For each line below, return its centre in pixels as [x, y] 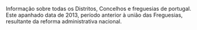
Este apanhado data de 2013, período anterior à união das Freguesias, [94, 15]
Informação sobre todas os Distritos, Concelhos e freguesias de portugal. [98, 9]
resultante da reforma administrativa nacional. [64, 21]
